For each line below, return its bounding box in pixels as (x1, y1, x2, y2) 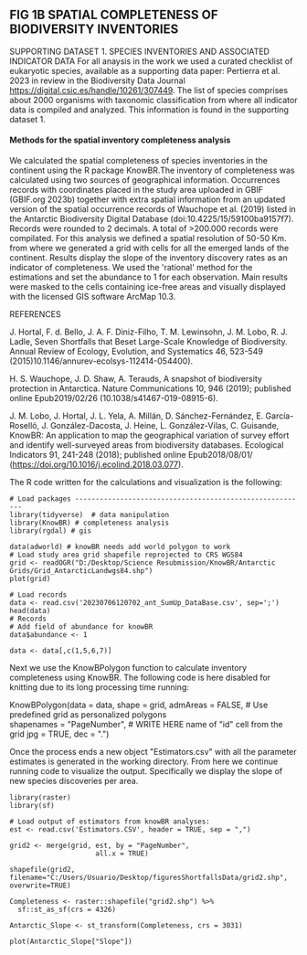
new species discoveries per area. (9, 776, 139, 787)
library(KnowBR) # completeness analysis (9, 518, 170, 528)
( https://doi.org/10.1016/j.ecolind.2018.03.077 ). (9, 459, 185, 470)
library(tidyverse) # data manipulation (9, 511, 170, 520)
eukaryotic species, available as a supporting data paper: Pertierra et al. (9, 65, 281, 76)
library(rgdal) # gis (9, 526, 92, 536)
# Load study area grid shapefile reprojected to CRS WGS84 (9, 550, 244, 560)
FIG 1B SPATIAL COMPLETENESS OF (9, 7, 218, 23)
